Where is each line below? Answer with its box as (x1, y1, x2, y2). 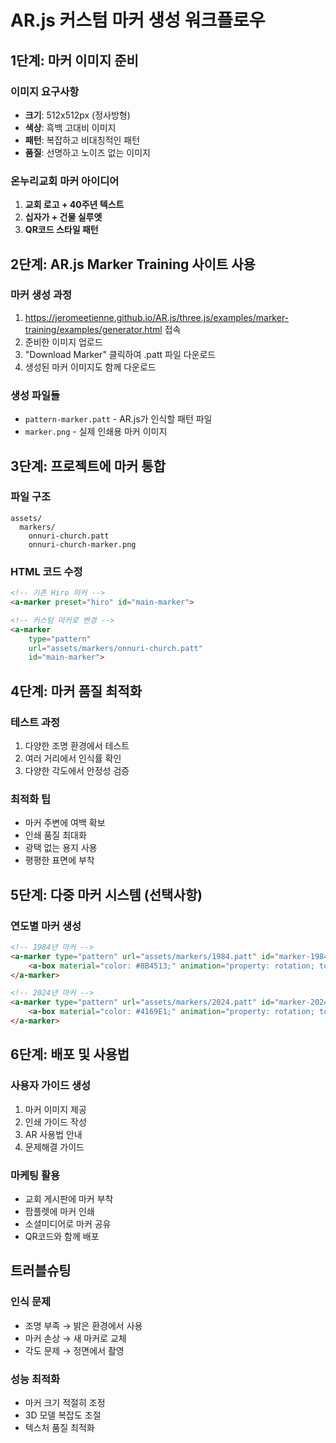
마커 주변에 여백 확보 (24, 817, 106, 829)
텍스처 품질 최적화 (24, 1421, 95, 1433)
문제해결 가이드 (24, 1141, 85, 1153)
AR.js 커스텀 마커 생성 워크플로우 (10, 9, 266, 32)
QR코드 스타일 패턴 (24, 224, 99, 236)
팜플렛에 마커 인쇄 (24, 1205, 95, 1217)
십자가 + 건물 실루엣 (24, 211, 103, 223)
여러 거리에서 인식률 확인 (24, 752, 122, 764)
